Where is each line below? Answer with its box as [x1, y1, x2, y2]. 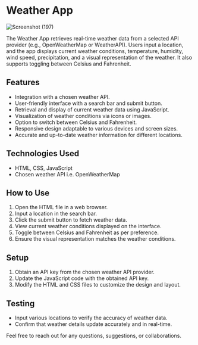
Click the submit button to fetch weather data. [14, 216, 128, 223]
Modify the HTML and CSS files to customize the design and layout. [14, 281, 181, 288]
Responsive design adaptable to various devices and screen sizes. [14, 125, 178, 132]
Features [6, 77, 40, 88]
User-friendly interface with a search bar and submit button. [14, 100, 162, 107]
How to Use [6, 188, 50, 198]
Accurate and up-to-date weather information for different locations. [14, 131, 183, 138]
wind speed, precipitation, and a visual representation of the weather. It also [6, 54, 192, 61]
